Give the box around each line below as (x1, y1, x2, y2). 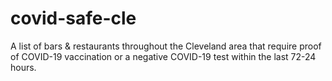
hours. (10, 61, 37, 73)
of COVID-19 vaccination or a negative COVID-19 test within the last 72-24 (10, 50, 317, 62)
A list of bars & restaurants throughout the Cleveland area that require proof (10, 40, 322, 52)
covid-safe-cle (10, 7, 137, 30)
